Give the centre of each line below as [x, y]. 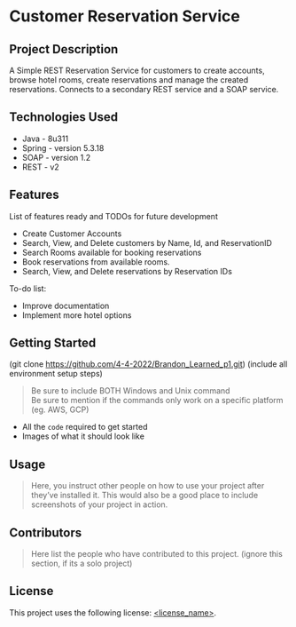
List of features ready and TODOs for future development [114, 216]
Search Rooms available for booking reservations [112, 252]
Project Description [64, 49]
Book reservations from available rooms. [96, 262]
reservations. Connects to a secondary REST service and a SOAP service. [144, 89]
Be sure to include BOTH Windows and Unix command [130, 391]
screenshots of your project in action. [99, 504]
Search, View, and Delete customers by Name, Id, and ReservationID [147, 242]
